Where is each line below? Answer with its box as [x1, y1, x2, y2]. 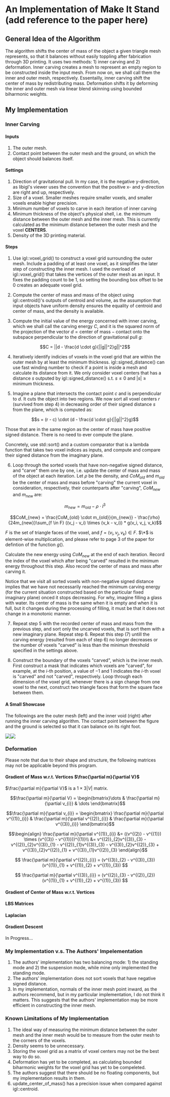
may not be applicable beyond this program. [5, 762, 98, 769]
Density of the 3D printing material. [12, 232, 86, 238]
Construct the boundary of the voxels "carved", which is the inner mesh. [12, 657, 163, 664]
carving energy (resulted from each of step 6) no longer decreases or [12, 637, 158, 643]
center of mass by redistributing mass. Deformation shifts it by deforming [5, 80, 158, 86]
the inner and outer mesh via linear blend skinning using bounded [5, 86, 142, 92]
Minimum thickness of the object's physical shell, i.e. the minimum [12, 210, 151, 216]
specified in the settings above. [12, 647, 78, 653]
